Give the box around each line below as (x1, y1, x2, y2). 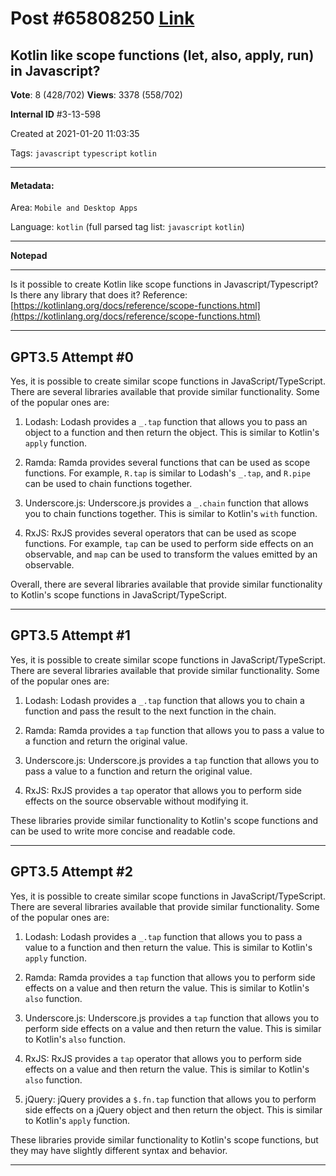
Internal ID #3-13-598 (10, 108, 102, 120)
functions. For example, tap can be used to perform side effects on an (24, 538, 314, 550)
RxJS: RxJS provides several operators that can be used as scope (24, 527, 297, 539)
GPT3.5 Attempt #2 (10, 863, 133, 881)
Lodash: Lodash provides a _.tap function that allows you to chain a (24, 694, 305, 706)
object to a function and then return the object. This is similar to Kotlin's (24, 427, 320, 439)
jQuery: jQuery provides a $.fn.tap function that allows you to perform (24, 1093, 317, 1105)
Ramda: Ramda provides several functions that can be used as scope (24, 457, 311, 469)
